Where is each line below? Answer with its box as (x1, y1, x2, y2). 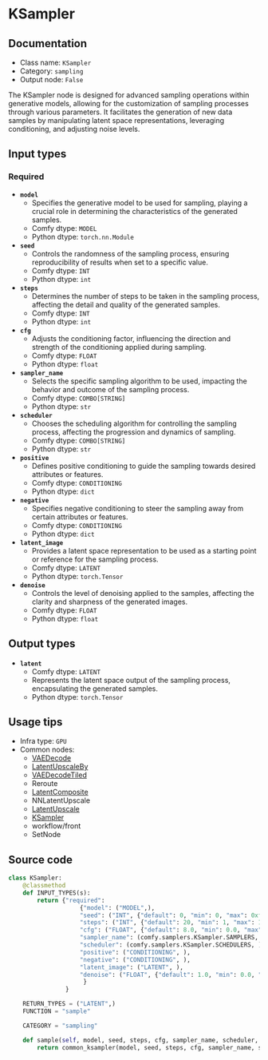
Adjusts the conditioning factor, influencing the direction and (31, 333, 231, 343)
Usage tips (8, 715, 63, 729)
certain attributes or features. (31, 512, 128, 522)
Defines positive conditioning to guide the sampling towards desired (31, 461, 256, 470)
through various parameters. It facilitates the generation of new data (8, 107, 233, 117)
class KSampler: (8, 874, 62, 883)
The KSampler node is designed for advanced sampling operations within (8, 90, 250, 100)
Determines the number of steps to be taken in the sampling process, (31, 291, 260, 300)
